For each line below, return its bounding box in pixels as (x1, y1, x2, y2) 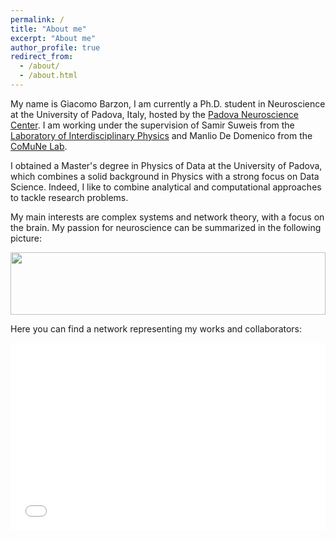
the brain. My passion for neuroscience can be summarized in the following (10, 221, 322, 233)
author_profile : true (10, 42, 101, 53)
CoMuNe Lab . (10, 140, 68, 152)
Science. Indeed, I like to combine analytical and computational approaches (10, 181, 322, 193)
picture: (10, 232, 43, 244)
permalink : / (10, 14, 65, 25)
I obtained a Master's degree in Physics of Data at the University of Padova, (10, 159, 323, 171)
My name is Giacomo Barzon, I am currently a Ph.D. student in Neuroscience (10, 97, 326, 110)
